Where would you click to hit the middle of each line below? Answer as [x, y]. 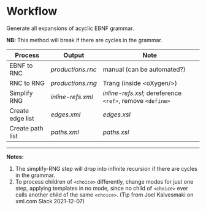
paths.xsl [116, 132]
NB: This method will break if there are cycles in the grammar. [84, 40]
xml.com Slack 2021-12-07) [50, 201]
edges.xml [66, 114]
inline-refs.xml [72, 97]
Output [74, 55]
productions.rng [74, 83]
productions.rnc [74, 69]
